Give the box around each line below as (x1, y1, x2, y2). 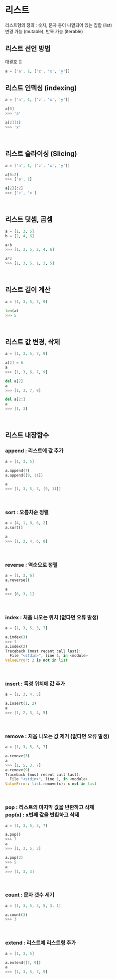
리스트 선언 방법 (5, 45, 51, 53)
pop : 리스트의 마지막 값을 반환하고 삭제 (5, 804, 95, 811)
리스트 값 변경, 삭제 (5, 337, 60, 346)
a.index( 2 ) (5, 644, 28, 649)
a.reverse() (5, 578, 30, 583)
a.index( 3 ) (5, 634, 28, 640)
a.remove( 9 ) (5, 767, 30, 772)
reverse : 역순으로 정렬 (5, 561, 58, 568)
